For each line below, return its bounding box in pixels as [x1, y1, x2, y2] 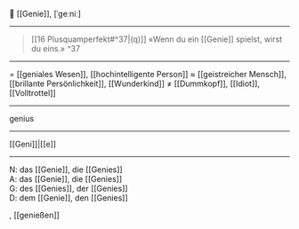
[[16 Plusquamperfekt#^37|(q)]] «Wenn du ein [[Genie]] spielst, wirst [30, 34, 283, 44]
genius [9, 114, 35, 123]
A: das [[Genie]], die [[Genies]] [9, 174, 123, 184]
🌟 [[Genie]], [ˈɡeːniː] [9, 9, 82, 19]
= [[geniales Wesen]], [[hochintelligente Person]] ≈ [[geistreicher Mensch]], [9, 69, 287, 79]
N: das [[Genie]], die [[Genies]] [9, 164, 123, 175]
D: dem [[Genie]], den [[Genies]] [9, 193, 129, 203]
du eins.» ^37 [30, 43, 81, 53]
